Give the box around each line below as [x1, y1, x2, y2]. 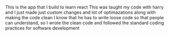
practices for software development [5, 25, 80, 31]
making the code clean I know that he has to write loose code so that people [5, 15, 164, 20]
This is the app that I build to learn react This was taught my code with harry [5, 4, 164, 10]
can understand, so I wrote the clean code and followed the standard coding [5, 20, 164, 26]
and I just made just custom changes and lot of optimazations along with [5, 9, 156, 15]
